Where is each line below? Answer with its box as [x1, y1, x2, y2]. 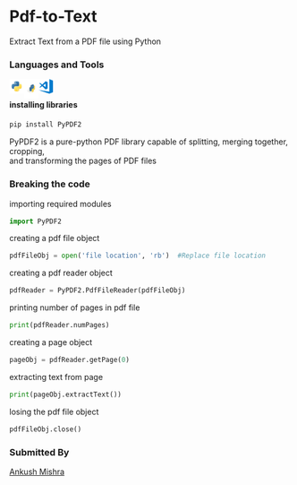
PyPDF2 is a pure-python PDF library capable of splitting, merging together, [9, 136, 289, 147]
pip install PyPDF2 [9, 120, 82, 129]
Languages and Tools [9, 58, 105, 71]
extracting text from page [9, 371, 104, 382]
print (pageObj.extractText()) [9, 390, 123, 399]
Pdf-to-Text [9, 6, 98, 27]
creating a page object [9, 337, 93, 348]
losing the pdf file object [9, 406, 99, 417]
